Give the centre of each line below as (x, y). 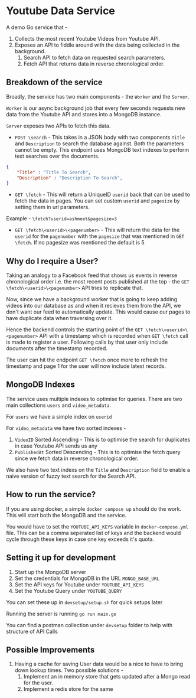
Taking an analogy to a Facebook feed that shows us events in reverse (92, 275)
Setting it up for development (61, 558)
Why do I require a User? (52, 261)
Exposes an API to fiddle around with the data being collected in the (97, 45)
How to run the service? (51, 495)
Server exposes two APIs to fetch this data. (58, 126)
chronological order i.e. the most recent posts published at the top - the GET (98, 282)
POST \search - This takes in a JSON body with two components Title (100, 137)
